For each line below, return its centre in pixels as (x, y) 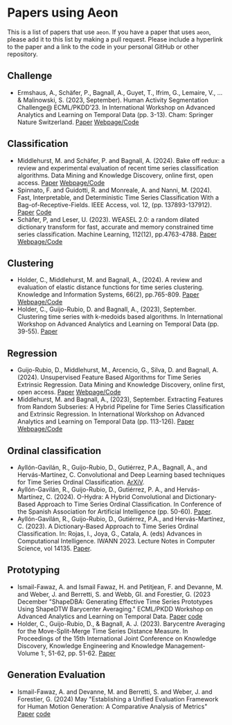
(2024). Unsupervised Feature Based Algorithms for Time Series (109, 377)
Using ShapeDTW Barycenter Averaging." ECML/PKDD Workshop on (115, 609)
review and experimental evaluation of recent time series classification (118, 168)
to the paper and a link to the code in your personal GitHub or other (103, 46)
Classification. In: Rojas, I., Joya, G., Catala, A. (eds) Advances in (109, 534)
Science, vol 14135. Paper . (54, 548)
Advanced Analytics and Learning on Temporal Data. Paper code (110, 616)
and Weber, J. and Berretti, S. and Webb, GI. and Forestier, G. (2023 (114, 594)
